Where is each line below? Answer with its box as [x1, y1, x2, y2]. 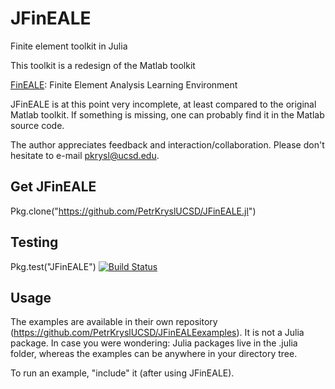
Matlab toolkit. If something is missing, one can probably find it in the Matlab [10, 108, 325, 121]
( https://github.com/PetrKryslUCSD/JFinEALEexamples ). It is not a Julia [10, 327, 305, 339]
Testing [10, 234, 59, 251]
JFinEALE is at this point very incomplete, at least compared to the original [10, 98, 317, 110]
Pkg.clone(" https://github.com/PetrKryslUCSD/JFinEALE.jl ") [10, 205, 257, 217]
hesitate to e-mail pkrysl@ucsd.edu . [10, 149, 160, 161]
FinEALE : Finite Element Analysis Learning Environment [10, 78, 238, 91]
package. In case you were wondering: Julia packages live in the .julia [10, 337, 298, 349]
